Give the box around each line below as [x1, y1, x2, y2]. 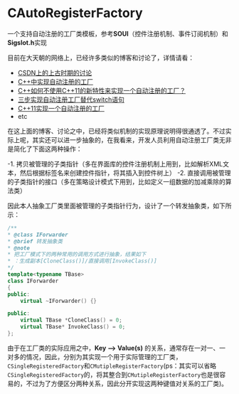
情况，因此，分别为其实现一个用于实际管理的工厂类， [26, 352, 182, 361]
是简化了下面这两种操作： [7, 144, 83, 153]
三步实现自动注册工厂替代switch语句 [17, 95, 124, 104]
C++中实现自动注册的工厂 [17, 77, 94, 86]
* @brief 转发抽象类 [7, 238, 63, 245]
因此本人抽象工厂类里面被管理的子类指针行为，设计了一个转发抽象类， [7, 201, 213, 210]
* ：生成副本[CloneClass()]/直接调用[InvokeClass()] [7, 257, 158, 265]
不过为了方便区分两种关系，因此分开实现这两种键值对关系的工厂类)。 [26, 379, 228, 388]
